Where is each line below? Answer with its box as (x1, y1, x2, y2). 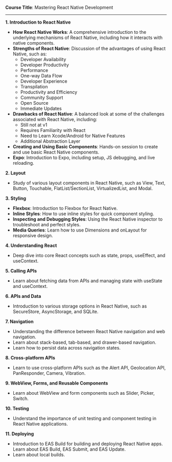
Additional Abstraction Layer (20, 138, 81, 144)
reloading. (12, 160, 34, 166)
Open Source (20, 100, 49, 106)
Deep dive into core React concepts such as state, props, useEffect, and (12, 253, 165, 258)
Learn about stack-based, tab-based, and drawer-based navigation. (12, 339, 157, 345)
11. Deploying (5, 431, 34, 437)
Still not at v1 (20, 122, 48, 128)
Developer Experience (20, 78, 68, 84)
